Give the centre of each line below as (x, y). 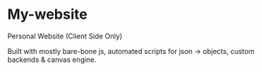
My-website (47, 14)
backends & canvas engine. (52, 59)
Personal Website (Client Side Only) (65, 36)
